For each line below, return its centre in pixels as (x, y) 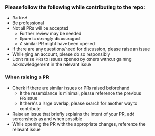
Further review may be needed (50, 34)
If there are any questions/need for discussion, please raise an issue (81, 49)
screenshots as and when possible (47, 119)
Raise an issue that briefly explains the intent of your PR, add (73, 114)
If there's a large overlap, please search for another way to (78, 103)
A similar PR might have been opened (57, 44)
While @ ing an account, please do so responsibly (61, 54)
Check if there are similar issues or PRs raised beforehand (71, 88)
